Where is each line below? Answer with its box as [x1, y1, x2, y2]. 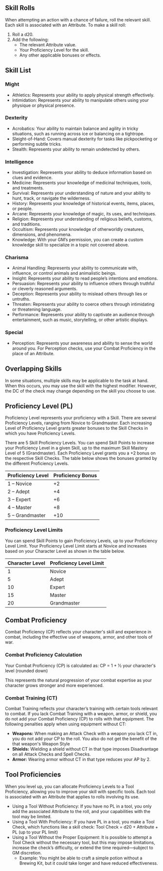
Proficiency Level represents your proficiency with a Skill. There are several [5, 415, 157, 421]
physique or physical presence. [12, 102, 75, 108]
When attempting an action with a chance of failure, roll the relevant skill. [5, 17, 151, 22]
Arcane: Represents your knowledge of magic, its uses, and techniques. [12, 211, 157, 217]
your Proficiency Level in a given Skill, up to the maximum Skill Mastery [5, 445, 147, 451]
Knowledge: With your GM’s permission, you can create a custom [12, 237, 144, 243]
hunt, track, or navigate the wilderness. [12, 195, 91, 201]
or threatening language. [12, 306, 62, 312]
